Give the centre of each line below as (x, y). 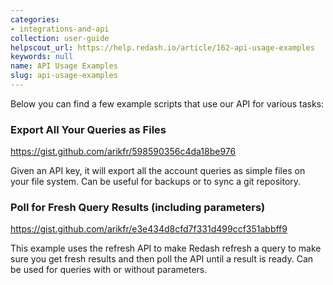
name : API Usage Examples (64, 66)
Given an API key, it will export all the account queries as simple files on (158, 171)
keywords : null (42, 57)
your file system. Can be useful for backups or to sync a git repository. (156, 182)
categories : (35, 19)
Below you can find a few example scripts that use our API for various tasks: (167, 103)
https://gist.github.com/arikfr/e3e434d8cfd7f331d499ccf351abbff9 (149, 229)
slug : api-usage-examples (64, 76)
